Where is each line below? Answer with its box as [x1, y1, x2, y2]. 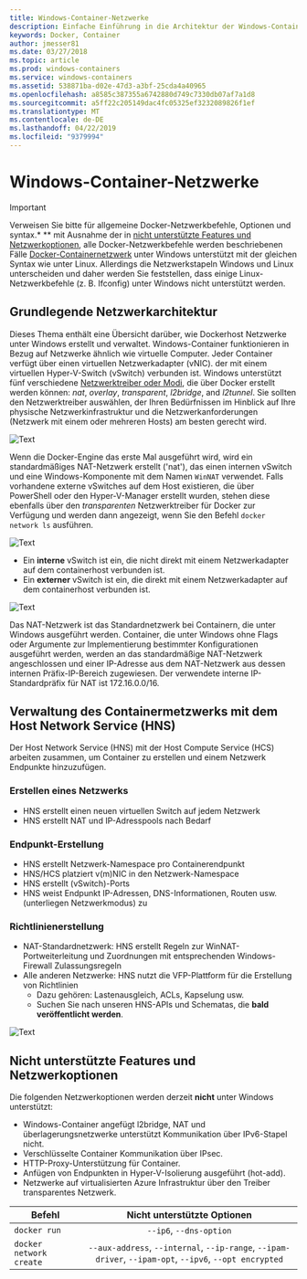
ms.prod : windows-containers [9, 65, 121, 74]
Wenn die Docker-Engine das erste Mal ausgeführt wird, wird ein [9, 451, 253, 462]
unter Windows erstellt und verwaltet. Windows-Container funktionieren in [9, 338, 290, 349]
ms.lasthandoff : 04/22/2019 [9, 124, 117, 133]
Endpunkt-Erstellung [9, 838, 104, 851]
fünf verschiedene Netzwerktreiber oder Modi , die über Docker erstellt [9, 376, 276, 388]
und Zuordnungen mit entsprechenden [90, 951, 236, 962]
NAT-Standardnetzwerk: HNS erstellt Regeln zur [22, 941, 204, 952]
